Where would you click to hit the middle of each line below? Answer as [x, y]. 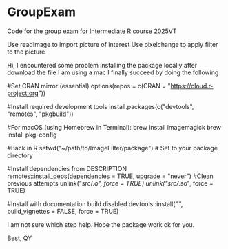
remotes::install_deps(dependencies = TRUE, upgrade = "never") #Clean [110, 176]
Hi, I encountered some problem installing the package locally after [102, 65]
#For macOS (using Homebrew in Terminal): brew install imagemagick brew [114, 127]
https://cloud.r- [192, 86]
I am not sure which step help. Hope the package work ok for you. [101, 224]
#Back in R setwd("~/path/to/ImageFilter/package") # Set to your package [113, 148]
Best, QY [20, 238]
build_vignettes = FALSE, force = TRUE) [63, 211]
